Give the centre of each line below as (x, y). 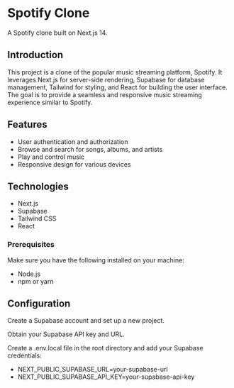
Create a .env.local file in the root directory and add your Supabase (105, 348)
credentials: (24, 355)
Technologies (38, 186)
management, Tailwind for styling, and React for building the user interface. (118, 87)
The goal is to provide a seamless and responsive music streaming (105, 94)
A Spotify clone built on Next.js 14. (57, 33)
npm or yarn (35, 281)
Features (27, 124)
